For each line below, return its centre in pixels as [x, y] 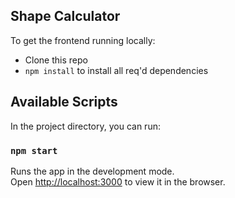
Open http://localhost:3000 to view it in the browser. [118, 181]
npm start [34, 150]
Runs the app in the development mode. [92, 171]
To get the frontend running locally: [83, 40]
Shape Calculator [65, 16]
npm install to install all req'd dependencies [116, 70]
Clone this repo [56, 60]
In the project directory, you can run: [85, 126]
